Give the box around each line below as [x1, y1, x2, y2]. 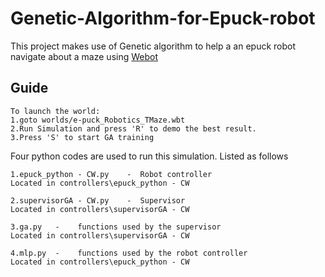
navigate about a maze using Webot [10, 50, 159, 62]
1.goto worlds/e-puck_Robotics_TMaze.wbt [10, 115, 186, 125]
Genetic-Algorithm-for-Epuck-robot [10, 7, 316, 30]
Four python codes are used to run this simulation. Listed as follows [10, 150, 289, 162]
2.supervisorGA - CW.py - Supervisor [10, 195, 186, 206]
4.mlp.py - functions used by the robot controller [10, 248, 248, 258]
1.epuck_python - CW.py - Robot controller [10, 169, 213, 179]
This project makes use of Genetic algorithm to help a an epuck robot [10, 40, 297, 52]
